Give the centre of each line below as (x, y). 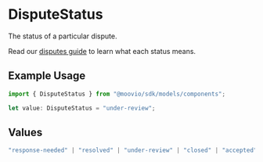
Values (25, 132)
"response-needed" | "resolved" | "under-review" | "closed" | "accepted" (133, 150)
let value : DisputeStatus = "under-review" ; (82, 108)
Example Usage (47, 76)
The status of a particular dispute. (63, 36)
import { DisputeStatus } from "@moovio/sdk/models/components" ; (117, 94)
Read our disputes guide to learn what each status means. (102, 51)
